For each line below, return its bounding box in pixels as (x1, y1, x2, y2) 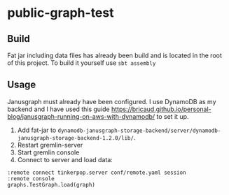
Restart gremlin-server (17, 140, 83, 149)
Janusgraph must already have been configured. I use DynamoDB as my (7, 97, 216, 106)
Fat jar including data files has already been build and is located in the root (7, 51, 223, 59)
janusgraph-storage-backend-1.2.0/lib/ (17, 134, 134, 141)
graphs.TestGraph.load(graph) (7, 181, 96, 188)
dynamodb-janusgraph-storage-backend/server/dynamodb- (57, 127, 221, 134)
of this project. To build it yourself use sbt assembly (7, 59, 156, 67)
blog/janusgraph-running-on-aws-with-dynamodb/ (7, 112, 155, 120)
